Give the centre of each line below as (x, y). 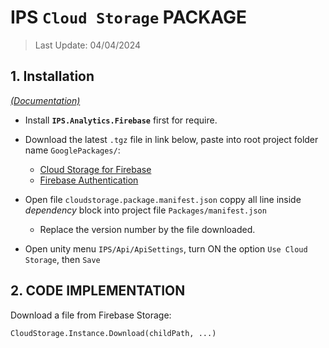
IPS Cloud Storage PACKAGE (129, 17)
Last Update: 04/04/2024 (88, 45)
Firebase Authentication (89, 180)
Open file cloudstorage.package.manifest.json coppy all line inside (163, 199)
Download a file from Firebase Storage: (91, 315)
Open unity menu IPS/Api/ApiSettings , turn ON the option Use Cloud (166, 248)
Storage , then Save (62, 259)
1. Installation (52, 76)
